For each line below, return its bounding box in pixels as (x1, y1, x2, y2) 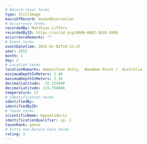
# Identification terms (5, 95, 54, 99)
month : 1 (5, 53, 23, 58)
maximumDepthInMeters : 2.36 (5, 76, 63, 81)
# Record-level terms (5, 7, 50, 12)
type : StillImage (5, 12, 41, 17)
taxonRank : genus (5, 122, 41, 127)
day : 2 (5, 58, 19, 63)
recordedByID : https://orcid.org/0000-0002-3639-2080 (5, 30, 118, 35)
